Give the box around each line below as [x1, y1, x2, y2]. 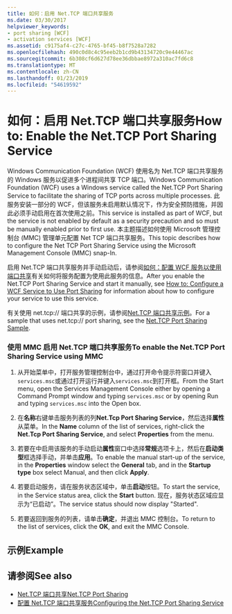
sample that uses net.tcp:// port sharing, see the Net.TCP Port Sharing [7, 316, 208, 325]
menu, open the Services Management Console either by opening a [17, 384, 211, 393]
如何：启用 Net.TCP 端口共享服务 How [7, 113, 223, 129]
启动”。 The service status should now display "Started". [37, 500, 199, 509]
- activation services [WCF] [7, 36, 91, 43]
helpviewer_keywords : [7, 23, 70, 30]
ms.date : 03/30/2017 [7, 17, 67, 24]
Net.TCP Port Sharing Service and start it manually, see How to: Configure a [7, 280, 224, 288]
